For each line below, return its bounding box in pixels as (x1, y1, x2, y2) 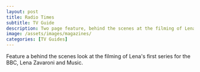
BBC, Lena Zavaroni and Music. (6, 59, 83, 66)
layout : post (6, 8, 39, 15)
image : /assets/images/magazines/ (6, 31, 92, 37)
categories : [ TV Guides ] (6, 36, 68, 42)
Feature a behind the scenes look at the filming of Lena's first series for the (6, 53, 190, 60)
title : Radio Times (6, 14, 55, 20)
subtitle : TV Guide (6, 20, 55, 26)
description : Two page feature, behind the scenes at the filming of (6, 25, 183, 32)
